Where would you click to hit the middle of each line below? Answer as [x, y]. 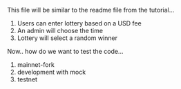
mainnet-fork [36, 65]
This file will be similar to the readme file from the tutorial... [91, 10]
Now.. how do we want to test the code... [65, 51]
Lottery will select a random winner [67, 38]
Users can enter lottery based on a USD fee [79, 23]
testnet [27, 79]
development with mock [51, 72]
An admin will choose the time [60, 31]
